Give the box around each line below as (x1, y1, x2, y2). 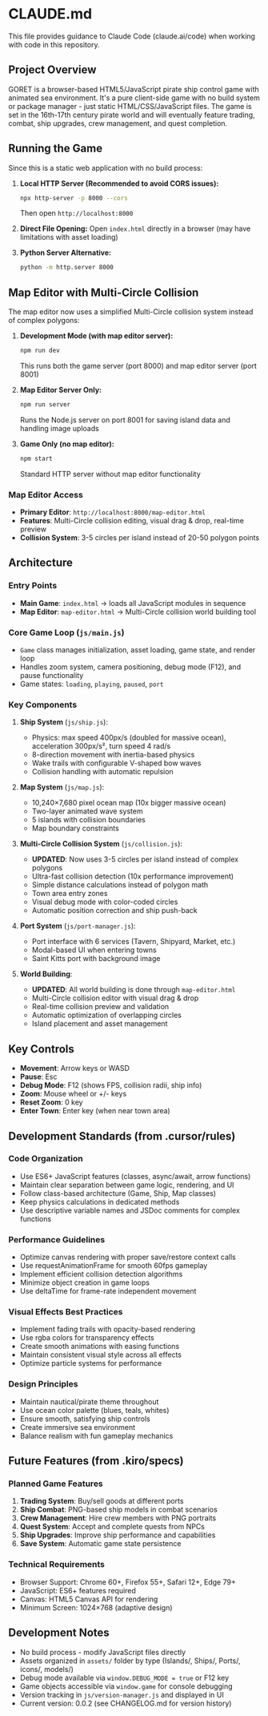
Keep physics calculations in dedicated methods (19, 1197, 180, 1206)
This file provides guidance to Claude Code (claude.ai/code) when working (8, 31, 256, 41)
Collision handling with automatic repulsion (31, 767, 174, 777)
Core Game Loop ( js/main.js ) (8, 627, 125, 638)
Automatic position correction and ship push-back (31, 906, 198, 915)
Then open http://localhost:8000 (19, 208, 134, 218)
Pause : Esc (19, 1072, 58, 1082)
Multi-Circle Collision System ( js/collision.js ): (19, 839, 182, 849)
